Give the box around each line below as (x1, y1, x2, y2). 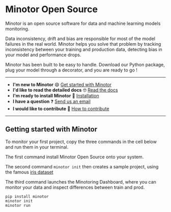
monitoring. (5, 25, 30, 31)
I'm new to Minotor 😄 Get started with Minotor (12, 81, 112, 87)
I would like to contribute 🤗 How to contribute (12, 105, 109, 112)
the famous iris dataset (5, 169, 53, 175)
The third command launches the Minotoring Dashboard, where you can (5, 179, 157, 185)
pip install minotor (5, 194, 49, 199)
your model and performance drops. (5, 52, 81, 58)
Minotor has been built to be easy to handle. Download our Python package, (5, 61, 165, 67)
